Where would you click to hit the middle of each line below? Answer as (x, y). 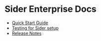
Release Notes (26, 33)
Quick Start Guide (30, 23)
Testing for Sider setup (35, 28)
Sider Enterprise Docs (51, 9)
